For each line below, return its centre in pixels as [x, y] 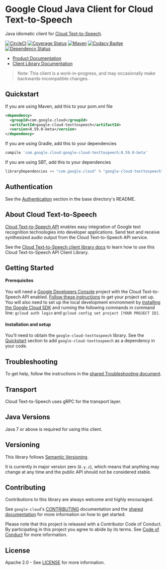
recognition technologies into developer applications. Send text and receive [83, 232]
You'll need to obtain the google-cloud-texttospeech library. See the [75, 335]
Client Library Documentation [42, 63]
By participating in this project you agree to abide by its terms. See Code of [82, 530]
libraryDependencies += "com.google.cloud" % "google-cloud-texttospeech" [84, 171]
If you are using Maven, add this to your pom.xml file [59, 106]
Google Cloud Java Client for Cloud [79, 9]
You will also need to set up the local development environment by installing [83, 302]
